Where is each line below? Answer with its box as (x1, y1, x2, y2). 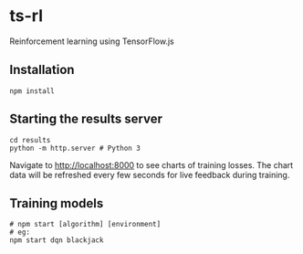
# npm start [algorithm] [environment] (9, 220, 162, 229)
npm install (9, 86, 55, 96)
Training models (9, 196, 104, 211)
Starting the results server (9, 111, 162, 127)
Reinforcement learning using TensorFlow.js (9, 36, 175, 47)
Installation (9, 62, 75, 78)
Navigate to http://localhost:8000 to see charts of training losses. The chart (9, 159, 294, 170)
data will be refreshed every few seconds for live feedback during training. (9, 169, 290, 180)
